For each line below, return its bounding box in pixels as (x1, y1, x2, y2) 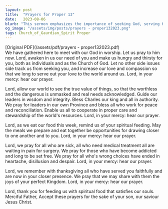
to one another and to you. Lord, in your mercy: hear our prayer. (5, 133, 136, 138)
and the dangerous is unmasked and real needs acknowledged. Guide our (5, 91, 157, 97)
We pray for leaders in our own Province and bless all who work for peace (5, 102, 157, 107)
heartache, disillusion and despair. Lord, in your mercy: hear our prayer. (5, 158, 152, 164)
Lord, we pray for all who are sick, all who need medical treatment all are (5, 142, 155, 148)
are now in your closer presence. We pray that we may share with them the (5, 173, 160, 179)
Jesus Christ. (5, 199, 32, 205)
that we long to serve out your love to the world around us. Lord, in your (5, 71, 153, 76)
